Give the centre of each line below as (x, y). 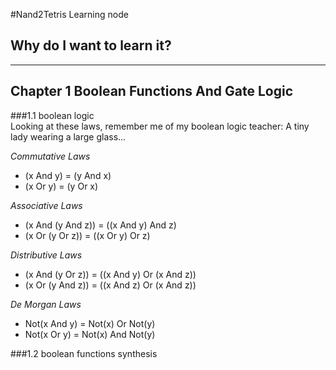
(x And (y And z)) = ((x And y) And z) (100, 225)
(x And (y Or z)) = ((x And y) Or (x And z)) (110, 274)
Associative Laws (46, 205)
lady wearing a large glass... (68, 136)
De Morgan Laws (46, 304)
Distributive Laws (46, 255)
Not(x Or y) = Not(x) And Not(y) (90, 334)
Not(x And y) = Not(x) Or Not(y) (90, 323)
